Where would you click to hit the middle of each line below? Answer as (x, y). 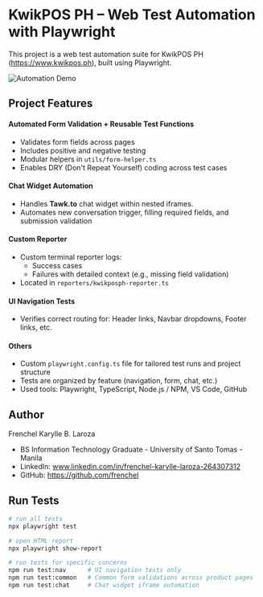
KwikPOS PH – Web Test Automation (132, 15)
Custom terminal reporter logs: (71, 257)
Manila (31, 458)
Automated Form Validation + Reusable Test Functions (101, 124)
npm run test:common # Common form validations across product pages (131, 578)
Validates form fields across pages (77, 141)
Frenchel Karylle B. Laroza (52, 434)
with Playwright (62, 32)
